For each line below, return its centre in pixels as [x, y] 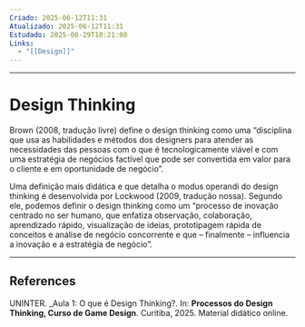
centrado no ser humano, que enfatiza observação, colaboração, [131, 215]
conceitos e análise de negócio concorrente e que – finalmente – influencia [150, 235]
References [43, 281]
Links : [22, 43]
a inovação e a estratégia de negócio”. [81, 244]
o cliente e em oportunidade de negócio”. [87, 169]
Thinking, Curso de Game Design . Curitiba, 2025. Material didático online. [149, 312]
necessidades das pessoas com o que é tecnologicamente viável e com [144, 150]
